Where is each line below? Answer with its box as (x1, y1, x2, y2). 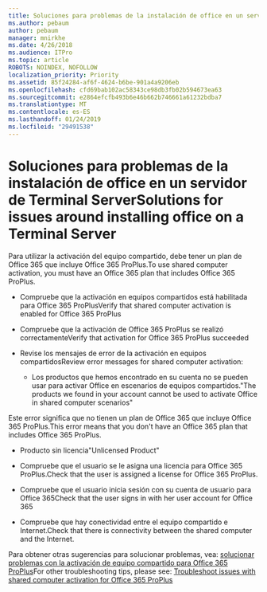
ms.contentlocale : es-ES (8, 108, 91, 116)
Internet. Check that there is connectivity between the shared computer (19, 525, 253, 535)
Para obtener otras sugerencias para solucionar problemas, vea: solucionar (8, 549, 255, 559)
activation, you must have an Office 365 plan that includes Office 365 (8, 268, 236, 277)
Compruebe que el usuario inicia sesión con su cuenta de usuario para (19, 484, 252, 494)
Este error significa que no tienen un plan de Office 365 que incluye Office (8, 413, 252, 422)
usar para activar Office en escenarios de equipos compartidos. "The (31, 380, 257, 390)
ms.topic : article (8, 57, 69, 65)
